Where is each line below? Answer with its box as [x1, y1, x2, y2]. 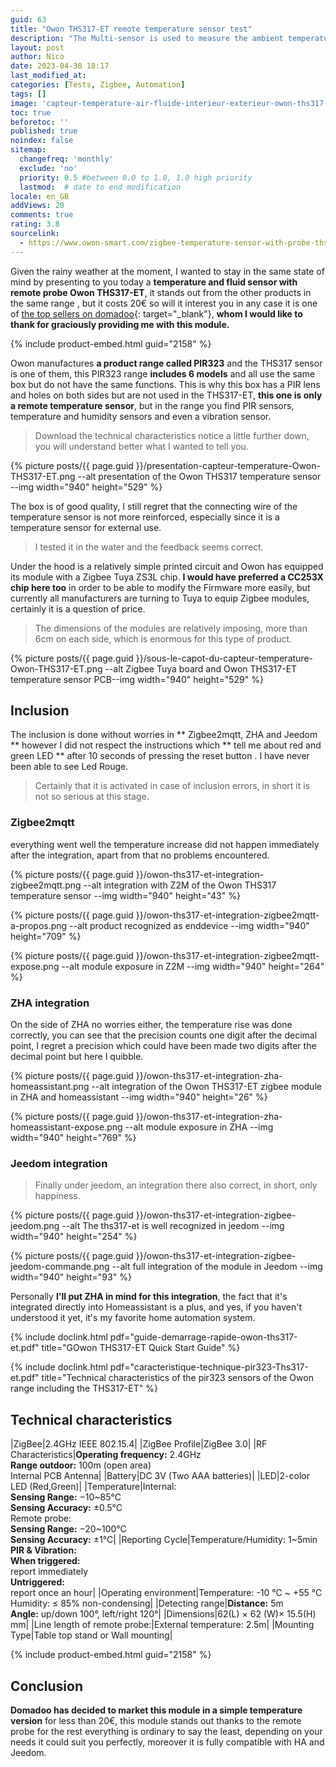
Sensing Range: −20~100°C [10, 1523, 127, 1535]
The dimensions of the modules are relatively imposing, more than [34, 622, 308, 634]
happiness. [34, 1190, 81, 1202]
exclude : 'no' [19, 163, 78, 173]
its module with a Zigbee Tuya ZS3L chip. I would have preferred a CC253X [10, 571, 324, 583]
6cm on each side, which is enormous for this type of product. [34, 632, 293, 645]
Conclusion [10, 1677, 84, 1695]
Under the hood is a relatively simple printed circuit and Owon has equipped [10, 560, 324, 572]
